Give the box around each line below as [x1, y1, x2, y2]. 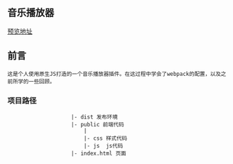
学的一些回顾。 [17, 77, 55, 85]
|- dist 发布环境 [70, 113, 119, 121]
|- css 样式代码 [83, 134, 128, 142]
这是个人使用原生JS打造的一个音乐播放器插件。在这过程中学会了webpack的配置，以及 [7, 70, 222, 77]
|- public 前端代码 [70, 121, 124, 128]
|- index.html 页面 [70, 150, 126, 157]
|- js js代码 [83, 142, 124, 149]
